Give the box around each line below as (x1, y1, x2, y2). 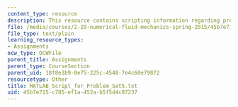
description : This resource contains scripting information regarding (7, 17, 220, 24)
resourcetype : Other (7, 75, 69, 83)
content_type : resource (7, 10, 78, 18)
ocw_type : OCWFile (7, 50, 62, 57)
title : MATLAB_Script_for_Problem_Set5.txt (7, 82, 138, 89)
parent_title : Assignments (7, 56, 87, 63)
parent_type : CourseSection (7, 63, 91, 70)
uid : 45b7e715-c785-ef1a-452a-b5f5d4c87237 (7, 89, 138, 96)
